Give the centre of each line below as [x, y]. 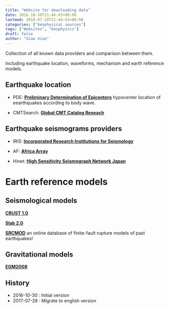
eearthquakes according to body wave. [54, 103]
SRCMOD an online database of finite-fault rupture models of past [75, 233]
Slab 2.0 [14, 223]
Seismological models [41, 201]
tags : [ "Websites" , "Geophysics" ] [42, 29]
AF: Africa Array [30, 151]
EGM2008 [16, 267]
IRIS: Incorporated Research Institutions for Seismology [73, 141]
